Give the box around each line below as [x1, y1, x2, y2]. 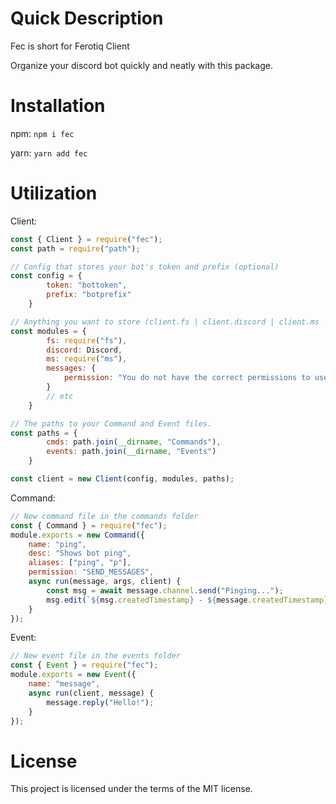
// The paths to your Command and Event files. [10, 418, 213, 429]
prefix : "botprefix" [46, 290, 132, 300]
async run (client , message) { [28, 688, 155, 698]
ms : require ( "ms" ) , [46, 354, 128, 364]
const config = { [10, 271, 83, 281]
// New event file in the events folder [10, 651, 182, 661]
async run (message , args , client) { [28, 577, 182, 587]
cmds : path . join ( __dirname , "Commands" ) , [46, 437, 222, 447]
